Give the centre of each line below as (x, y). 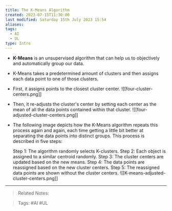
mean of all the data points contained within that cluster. (72, 109)
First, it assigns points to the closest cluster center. (66, 89)
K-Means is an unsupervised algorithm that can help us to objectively (86, 58)
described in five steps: (37, 141)
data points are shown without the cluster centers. (66, 173)
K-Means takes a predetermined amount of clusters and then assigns (85, 73)
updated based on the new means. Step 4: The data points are (79, 162)
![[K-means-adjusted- (143, 173)
